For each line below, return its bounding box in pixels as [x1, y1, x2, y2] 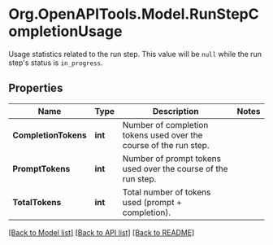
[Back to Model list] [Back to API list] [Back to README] [8, 227, 195, 237]
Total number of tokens [122, 186, 211, 198]
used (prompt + [122, 196, 183, 208]
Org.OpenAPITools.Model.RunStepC [8, 5, 259, 24]
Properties [8, 81, 63, 95]
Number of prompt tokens [122, 152, 222, 164]
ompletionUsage [8, 22, 123, 41]
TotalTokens [12, 196, 62, 208]
